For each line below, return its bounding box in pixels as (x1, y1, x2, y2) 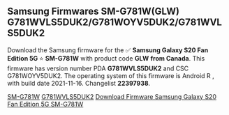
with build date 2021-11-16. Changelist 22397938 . (7, 79, 151, 87)
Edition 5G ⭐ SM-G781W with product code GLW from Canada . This (7, 54, 205, 62)
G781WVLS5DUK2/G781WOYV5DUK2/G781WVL (7, 17, 222, 29)
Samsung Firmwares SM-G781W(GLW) (7, 6, 180, 17)
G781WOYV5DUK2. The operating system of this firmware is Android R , (7, 71, 214, 79)
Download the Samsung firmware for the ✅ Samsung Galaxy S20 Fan (7, 45, 209, 54)
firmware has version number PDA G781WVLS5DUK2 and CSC (7, 64, 189, 72)
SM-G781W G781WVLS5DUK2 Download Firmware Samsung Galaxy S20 (7, 92, 216, 100)
